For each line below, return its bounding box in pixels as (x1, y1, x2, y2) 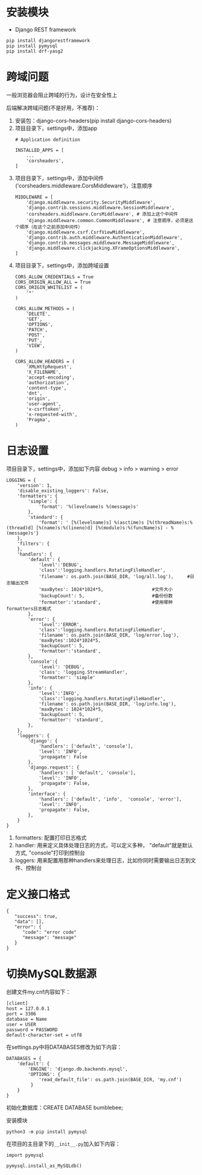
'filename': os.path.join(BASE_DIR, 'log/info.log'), (38, 701, 177, 707)
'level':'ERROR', (38, 621, 83, 628)
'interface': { (28, 790, 66, 797)
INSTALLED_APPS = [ (14, 147, 65, 153)
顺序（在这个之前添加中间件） (19, 224, 83, 230)
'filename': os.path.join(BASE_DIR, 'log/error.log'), (38, 632, 180, 638)
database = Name (6, 1016, 47, 1022)
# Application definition (14, 137, 80, 143)
